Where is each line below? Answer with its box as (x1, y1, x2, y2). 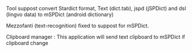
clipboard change (6, 40, 49, 46)
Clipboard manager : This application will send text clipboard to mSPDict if (6, 34, 186, 40)
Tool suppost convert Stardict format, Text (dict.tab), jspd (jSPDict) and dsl (6, 5, 186, 12)
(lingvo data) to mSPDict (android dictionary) (6, 11, 114, 18)
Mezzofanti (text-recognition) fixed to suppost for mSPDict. (6, 23, 149, 29)
